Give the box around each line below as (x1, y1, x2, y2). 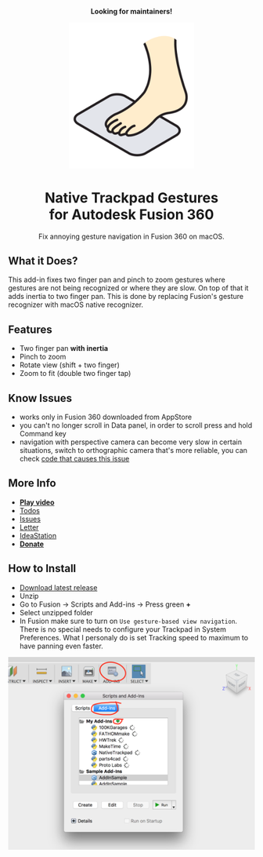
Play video (19, 498, 55, 507)
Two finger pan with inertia (19, 344, 108, 353)
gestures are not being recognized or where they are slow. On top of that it (8, 283, 249, 293)
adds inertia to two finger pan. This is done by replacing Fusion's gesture (8, 292, 244, 301)
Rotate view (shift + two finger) (19, 360, 120, 370)
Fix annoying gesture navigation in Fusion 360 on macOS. (38, 232, 225, 241)
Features (8, 323, 52, 336)
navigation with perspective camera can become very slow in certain (19, 437, 243, 447)
